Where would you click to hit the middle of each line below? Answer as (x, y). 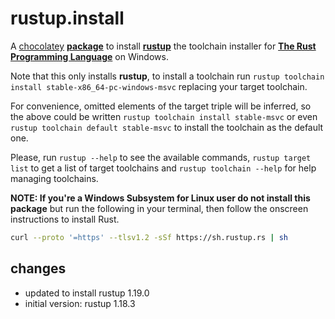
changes (38, 268)
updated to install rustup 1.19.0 (87, 293)
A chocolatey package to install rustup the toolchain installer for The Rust (163, 46)
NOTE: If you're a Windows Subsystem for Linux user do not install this (160, 198)
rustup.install (67, 18)
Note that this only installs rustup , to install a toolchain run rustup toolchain (167, 76)
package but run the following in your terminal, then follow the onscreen (159, 208)
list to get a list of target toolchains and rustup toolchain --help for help (163, 168)
